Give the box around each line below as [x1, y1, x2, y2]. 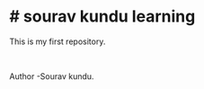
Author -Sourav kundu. [9, 70, 94, 82]
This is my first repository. [9, 36, 106, 47]
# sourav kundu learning [9, 6, 196, 27]
